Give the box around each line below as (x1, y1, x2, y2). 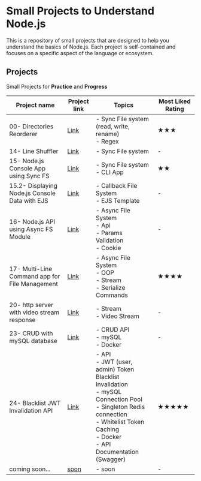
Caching (95, 425, 120, 433)
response (9, 315, 36, 324)
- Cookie (95, 243, 121, 252)
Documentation (95, 447, 139, 456)
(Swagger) (95, 455, 126, 463)
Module (9, 232, 31, 240)
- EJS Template (95, 196, 140, 205)
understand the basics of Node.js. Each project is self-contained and (6, 43, 176, 50)
